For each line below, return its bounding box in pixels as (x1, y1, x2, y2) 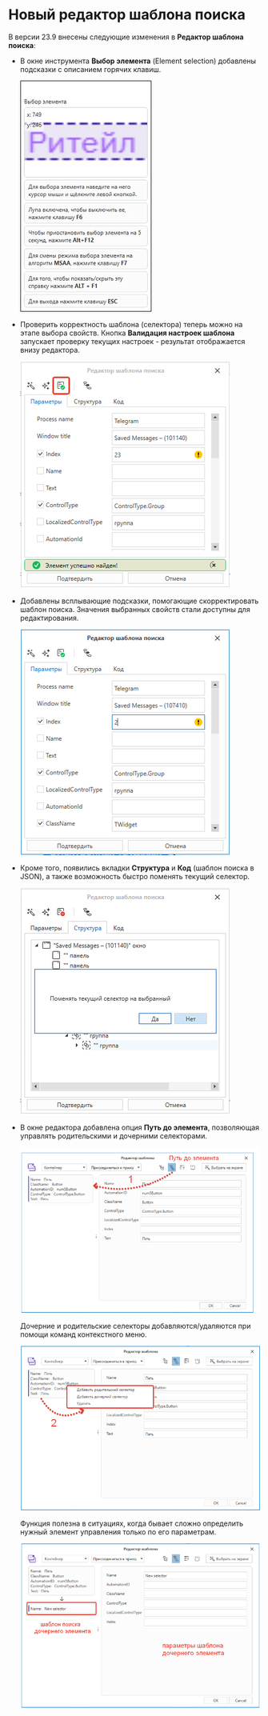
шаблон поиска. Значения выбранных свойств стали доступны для (19, 604, 250, 614)
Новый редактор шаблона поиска (8, 6, 246, 24)
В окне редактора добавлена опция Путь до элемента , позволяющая (19, 1122, 260, 1132)
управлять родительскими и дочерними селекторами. (19, 1130, 208, 1141)
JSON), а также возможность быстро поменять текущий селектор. (19, 871, 250, 881)
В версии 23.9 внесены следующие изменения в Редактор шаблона (8, 32, 244, 42)
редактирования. (19, 613, 79, 622)
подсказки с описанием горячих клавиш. (19, 64, 162, 74)
